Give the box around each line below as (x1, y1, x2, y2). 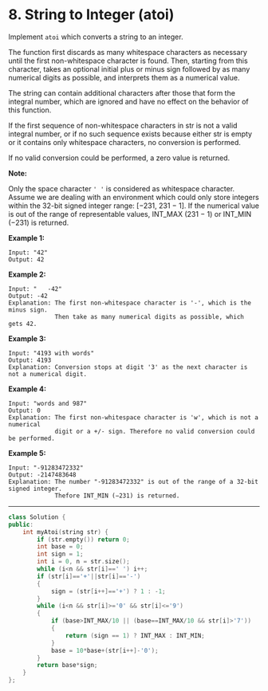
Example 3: (8, 333, 46, 344)
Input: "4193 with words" (8, 349, 94, 357)
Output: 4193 (8, 356, 52, 364)
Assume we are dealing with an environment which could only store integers (8, 192, 259, 202)
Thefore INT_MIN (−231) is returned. (54, 492, 180, 500)
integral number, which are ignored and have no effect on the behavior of (8, 96, 249, 106)
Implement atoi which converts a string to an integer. (8, 32, 183, 41)
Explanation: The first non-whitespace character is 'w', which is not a (8, 413, 259, 422)
